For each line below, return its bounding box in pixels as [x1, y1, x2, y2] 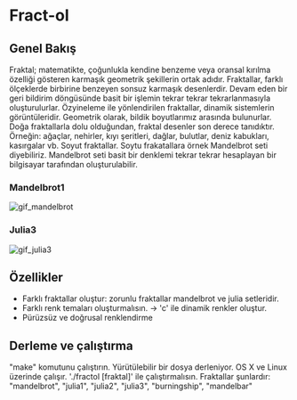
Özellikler [9, 269, 64, 285]
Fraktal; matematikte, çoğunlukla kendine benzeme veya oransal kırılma [9, 64, 271, 75]
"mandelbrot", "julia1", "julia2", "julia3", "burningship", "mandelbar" [9, 380, 253, 392]
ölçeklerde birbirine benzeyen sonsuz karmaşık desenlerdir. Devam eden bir [9, 84, 288, 94]
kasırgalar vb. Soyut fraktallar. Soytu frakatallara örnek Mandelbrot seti [9, 140, 269, 151]
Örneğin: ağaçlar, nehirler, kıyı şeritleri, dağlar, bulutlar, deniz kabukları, [9, 131, 269, 141]
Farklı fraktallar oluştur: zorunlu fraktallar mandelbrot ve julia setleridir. [21, 293, 279, 304]
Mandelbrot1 [9, 181, 65, 193]
